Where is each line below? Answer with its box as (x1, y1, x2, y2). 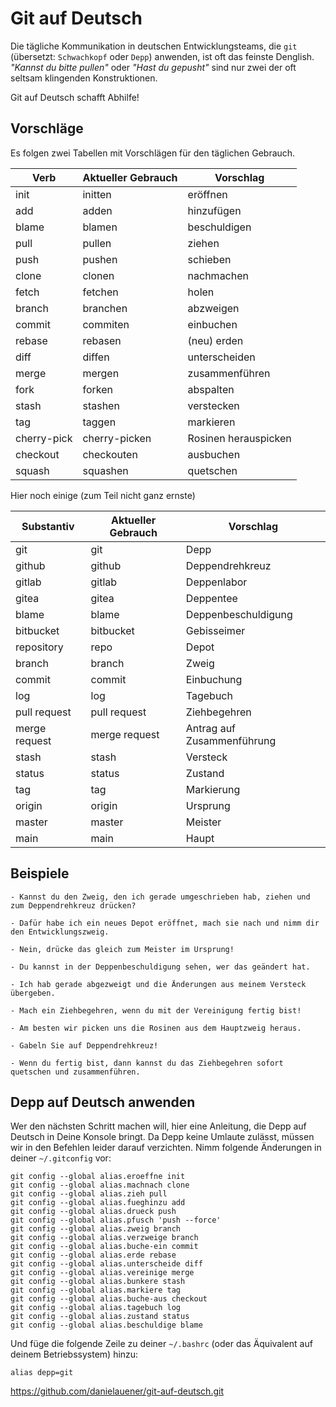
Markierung (185, 782, 241, 796)
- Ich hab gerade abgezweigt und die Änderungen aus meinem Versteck (10, 979, 307, 989)
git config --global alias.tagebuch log (10, 1303, 182, 1313)
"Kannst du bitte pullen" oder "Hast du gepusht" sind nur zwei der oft (10, 61, 297, 73)
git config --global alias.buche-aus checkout (10, 1294, 208, 1304)
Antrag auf (185, 721, 237, 735)
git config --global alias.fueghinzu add (10, 1198, 186, 1208)
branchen (82, 301, 128, 315)
